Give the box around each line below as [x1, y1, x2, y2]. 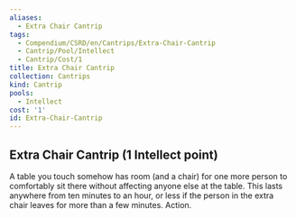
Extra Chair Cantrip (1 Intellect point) [9, 147, 218, 162]
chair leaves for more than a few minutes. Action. [9, 199, 192, 210]
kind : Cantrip [9, 80, 63, 89]
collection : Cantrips [9, 72, 91, 81]
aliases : [9, 13, 42, 23]
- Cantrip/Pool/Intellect [17, 47, 116, 56]
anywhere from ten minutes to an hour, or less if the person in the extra [9, 190, 274, 201]
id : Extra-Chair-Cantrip [9, 114, 103, 123]
